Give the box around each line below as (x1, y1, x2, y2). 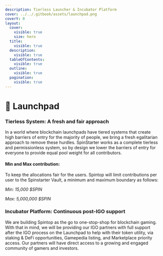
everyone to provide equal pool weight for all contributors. (5, 150, 122, 156)
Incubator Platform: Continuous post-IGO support (5, 208, 125, 215)
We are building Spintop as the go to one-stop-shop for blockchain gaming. (5, 219, 157, 225)
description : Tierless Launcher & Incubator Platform (5, 7, 117, 12)
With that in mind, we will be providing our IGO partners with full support (5, 224, 151, 230)
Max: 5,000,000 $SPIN (5, 196, 51, 202)
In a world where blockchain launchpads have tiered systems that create (5, 129, 151, 135)
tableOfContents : (9, 57, 45, 62)
